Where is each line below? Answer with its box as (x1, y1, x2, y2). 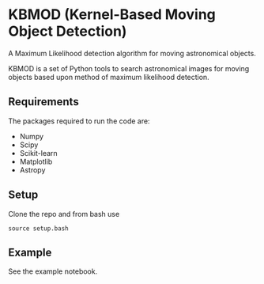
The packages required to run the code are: (8, 116, 150, 126)
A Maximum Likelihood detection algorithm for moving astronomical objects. (8, 48, 257, 58)
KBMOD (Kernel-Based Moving (8, 6, 216, 24)
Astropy (19, 165, 46, 175)
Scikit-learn (19, 148, 58, 157)
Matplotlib (19, 157, 53, 166)
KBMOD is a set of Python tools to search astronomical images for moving (8, 63, 250, 73)
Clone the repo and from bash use (8, 209, 120, 218)
